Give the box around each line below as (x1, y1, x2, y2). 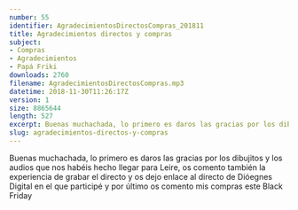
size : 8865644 (9, 104, 62, 113)
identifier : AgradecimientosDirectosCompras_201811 (9, 21, 204, 30)
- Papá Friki (9, 63, 58, 72)
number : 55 (9, 12, 50, 22)
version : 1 (9, 95, 50, 105)
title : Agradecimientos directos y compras (9, 29, 173, 38)
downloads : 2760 (9, 71, 69, 80)
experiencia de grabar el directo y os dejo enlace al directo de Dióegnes (9, 171, 273, 182)
